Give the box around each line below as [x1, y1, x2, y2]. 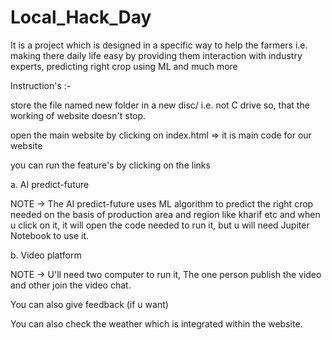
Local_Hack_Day [10, 6, 152, 29]
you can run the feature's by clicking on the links [10, 159, 211, 171]
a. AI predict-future [10, 178, 90, 190]
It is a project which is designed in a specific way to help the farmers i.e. [10, 39, 308, 51]
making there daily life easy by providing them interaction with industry [10, 49, 303, 61]
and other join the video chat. [10, 279, 132, 291]
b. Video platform [10, 249, 82, 261]
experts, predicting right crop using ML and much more [10, 60, 238, 72]
